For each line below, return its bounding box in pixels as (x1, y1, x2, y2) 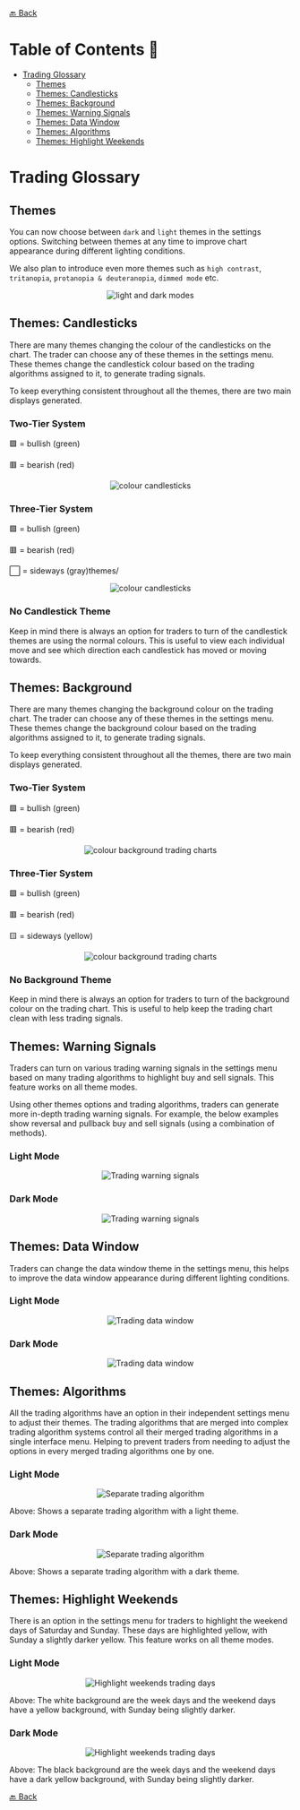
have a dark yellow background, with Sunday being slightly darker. (9, 1773, 254, 1784)
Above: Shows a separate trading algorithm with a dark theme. (9, 1565, 240, 1576)
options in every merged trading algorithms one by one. (9, 1445, 215, 1456)
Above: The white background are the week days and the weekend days (9, 1694, 276, 1705)
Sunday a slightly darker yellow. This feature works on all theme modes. (9, 1634, 275, 1645)
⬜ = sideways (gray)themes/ (9, 565, 119, 576)
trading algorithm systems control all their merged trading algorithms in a (9, 1426, 279, 1437)
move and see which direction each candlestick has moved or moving (9, 644, 267, 655)
